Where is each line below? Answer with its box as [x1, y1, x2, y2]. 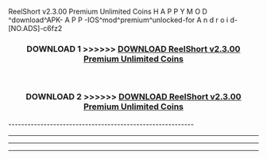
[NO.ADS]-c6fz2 [8, 24, 63, 33]
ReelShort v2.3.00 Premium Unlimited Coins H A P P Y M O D [8, 7, 208, 16]
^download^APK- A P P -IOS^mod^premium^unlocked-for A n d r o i [8, 15, 229, 25]
